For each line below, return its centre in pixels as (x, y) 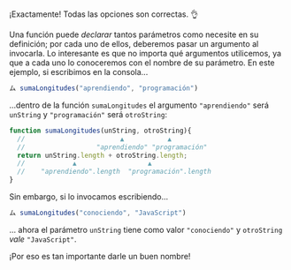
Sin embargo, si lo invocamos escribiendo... (89, 197)
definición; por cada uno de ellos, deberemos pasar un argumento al (134, 44)
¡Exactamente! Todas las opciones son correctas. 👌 (104, 14)
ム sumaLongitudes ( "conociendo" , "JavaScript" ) (98, 213)
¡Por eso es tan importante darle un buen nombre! (100, 256)
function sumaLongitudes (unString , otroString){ (100, 131)
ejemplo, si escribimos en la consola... (79, 72)
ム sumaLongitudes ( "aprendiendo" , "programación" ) (104, 88)
